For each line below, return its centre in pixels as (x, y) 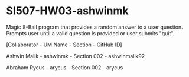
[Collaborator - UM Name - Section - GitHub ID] (64, 45)
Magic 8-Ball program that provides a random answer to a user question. (94, 27)
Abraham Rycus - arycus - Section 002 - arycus (65, 67)
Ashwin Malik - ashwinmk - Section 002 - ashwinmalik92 (76, 56)
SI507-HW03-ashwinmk (67, 11)
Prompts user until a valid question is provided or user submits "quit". (90, 33)
